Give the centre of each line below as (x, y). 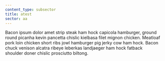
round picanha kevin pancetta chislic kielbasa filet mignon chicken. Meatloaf (83, 38)
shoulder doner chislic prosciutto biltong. (47, 53)
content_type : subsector (31, 10)
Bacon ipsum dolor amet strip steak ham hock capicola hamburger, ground (81, 33)
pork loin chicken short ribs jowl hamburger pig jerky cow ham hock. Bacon (82, 43)
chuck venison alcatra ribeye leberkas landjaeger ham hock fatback (74, 48)
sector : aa (16, 19)
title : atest (18, 14)
